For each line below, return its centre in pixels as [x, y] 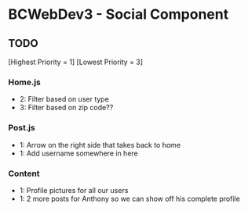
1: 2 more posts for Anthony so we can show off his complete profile [130, 198]
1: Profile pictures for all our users [74, 190]
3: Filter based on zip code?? [66, 108]
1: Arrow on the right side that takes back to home [100, 145]
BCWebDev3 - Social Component [119, 14]
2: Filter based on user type [64, 99]
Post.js [22, 128]
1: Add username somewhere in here [79, 153]
